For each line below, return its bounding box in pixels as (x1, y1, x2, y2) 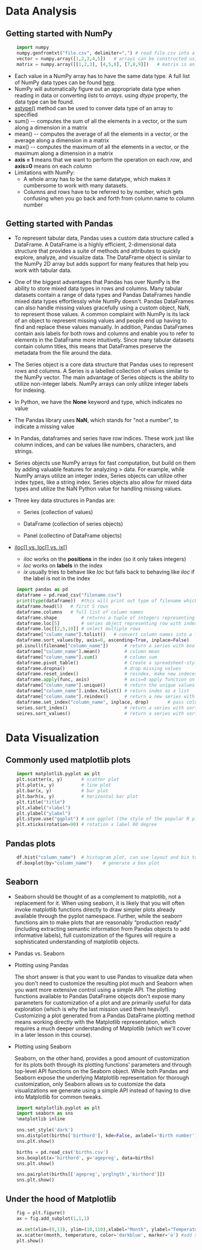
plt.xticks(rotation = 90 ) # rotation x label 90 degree (16, 822, 157, 828)
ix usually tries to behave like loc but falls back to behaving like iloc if (23, 568, 195, 576)
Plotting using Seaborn (14, 1043, 72, 1050)
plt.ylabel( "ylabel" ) (16, 810, 71, 816)
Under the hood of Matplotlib (5, 1194, 116, 1204)
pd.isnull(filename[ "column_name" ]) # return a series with (16, 643, 185, 649)
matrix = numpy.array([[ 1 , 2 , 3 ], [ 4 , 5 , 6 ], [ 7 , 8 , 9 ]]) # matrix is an (16, 61, 195, 67)
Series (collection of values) (23, 509, 93, 516)
